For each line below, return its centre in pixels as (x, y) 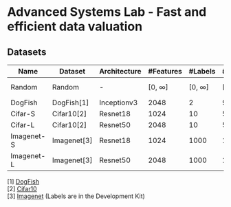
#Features (165, 71)
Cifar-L (23, 125)
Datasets (27, 52)
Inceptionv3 (119, 102)
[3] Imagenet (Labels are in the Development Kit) (76, 196)
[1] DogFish (23, 182)
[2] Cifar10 (22, 189)
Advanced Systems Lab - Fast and (107, 12)
